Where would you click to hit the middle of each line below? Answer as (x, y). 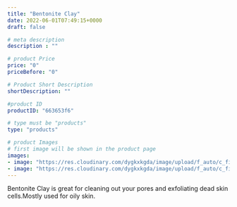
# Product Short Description (50, 84)
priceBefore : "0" (33, 72)
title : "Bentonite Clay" (44, 14)
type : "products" (33, 130)
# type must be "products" (47, 123)
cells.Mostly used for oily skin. (51, 196)
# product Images (33, 143)
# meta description (36, 39)
